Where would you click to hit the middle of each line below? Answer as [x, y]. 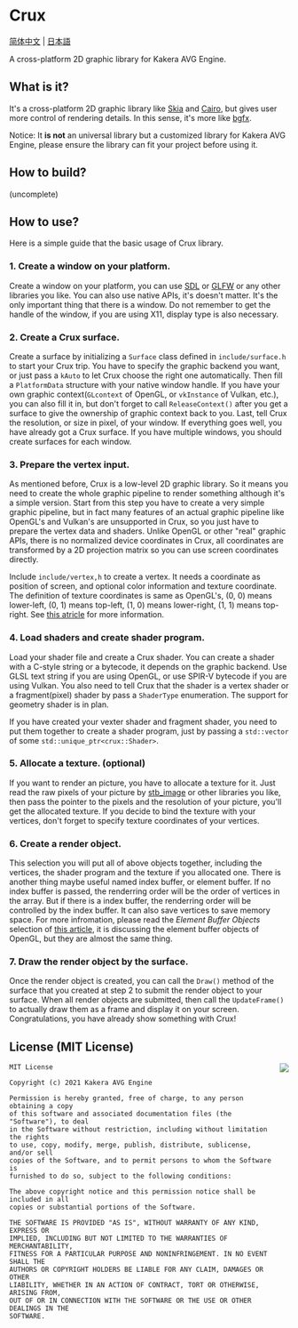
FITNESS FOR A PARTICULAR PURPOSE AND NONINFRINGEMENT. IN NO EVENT [138, 1254]
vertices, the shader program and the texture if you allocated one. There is [145, 873]
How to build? [48, 173]
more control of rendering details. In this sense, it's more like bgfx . [130, 117]
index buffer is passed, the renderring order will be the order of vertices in [145, 891]
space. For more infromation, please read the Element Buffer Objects [135, 920]
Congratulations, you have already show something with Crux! [123, 1018]
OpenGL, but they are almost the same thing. [91, 938]
